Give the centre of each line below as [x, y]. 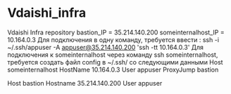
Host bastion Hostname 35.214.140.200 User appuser [85, 83]
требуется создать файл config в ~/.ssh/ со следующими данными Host [115, 62]
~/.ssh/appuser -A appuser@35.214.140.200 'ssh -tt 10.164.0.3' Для [106, 47]
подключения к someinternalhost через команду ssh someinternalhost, [113, 55]
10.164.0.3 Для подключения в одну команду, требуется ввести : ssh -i [113, 39]
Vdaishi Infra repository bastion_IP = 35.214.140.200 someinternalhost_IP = [116, 32]
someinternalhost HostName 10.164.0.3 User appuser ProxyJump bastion [113, 69]
